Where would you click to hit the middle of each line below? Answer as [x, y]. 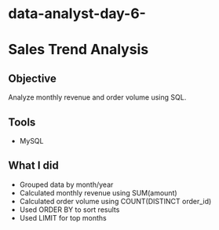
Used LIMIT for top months [63, 217]
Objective [33, 78]
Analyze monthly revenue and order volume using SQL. [97, 97]
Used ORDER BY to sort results [69, 210]
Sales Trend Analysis [78, 50]
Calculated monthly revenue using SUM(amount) [99, 192]
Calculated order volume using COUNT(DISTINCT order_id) [115, 201]
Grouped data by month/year [66, 184]
